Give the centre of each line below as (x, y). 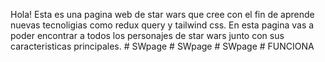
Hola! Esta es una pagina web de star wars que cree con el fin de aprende (162, 14)
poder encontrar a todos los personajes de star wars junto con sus (147, 35)
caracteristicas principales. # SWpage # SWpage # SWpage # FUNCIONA (162, 46)
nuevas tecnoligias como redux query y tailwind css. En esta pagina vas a (162, 25)
